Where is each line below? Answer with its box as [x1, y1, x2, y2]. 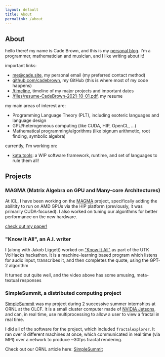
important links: [5, 63, 37, 69]
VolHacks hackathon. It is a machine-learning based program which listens [5, 252, 158, 258]
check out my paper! [5, 223, 47, 229]
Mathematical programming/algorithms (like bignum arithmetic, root [12, 128, 150, 134]
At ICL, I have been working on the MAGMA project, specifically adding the [5, 198, 158, 204]
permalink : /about [5, 16, 43, 21]
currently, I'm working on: [5, 143, 58, 149]
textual [5, 278, 19, 283]
